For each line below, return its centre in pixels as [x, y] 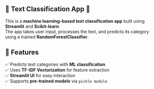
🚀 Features [22, 52]
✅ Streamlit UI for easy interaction [40, 75]
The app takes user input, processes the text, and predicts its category [77, 31]
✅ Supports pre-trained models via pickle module [56, 81]
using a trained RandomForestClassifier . [47, 37]
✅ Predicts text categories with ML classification [55, 64]
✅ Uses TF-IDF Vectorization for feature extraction [57, 70]
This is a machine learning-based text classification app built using [75, 21]
